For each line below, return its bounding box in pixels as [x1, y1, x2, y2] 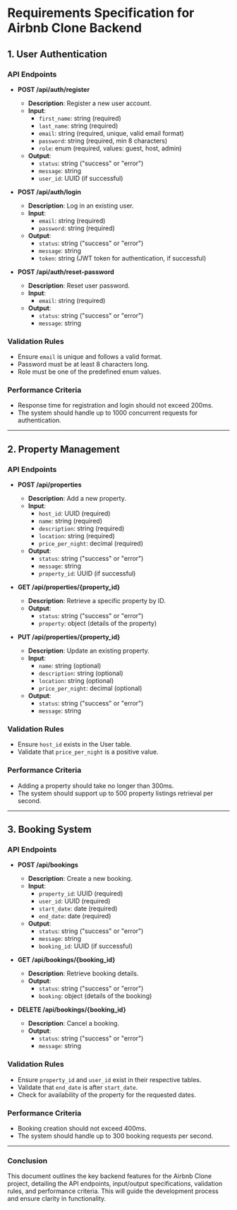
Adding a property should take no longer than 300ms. [17, 781, 174, 790]
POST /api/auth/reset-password [17, 267, 114, 276]
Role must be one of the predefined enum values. [17, 367, 162, 376]
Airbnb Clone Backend [7, 20, 142, 36]
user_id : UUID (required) [38, 897, 111, 906]
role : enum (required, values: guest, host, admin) [38, 143, 182, 153]
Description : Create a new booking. [28, 874, 133, 883]
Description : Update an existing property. [28, 646, 150, 655]
